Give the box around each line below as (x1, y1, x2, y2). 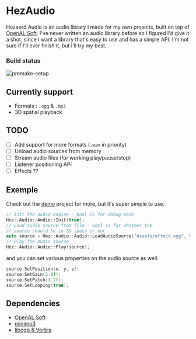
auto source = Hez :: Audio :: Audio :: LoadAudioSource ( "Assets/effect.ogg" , (6, 233, 187, 239)
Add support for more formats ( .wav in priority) (14, 141, 127, 148)
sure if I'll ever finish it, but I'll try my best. (6, 42, 107, 49)
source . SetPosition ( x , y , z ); (6, 266, 80, 272)
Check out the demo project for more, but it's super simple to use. (6, 200, 165, 207)
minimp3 (14, 320, 36, 327)
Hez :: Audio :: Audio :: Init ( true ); (6, 217, 85, 223)
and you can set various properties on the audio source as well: (6, 255, 159, 262)
